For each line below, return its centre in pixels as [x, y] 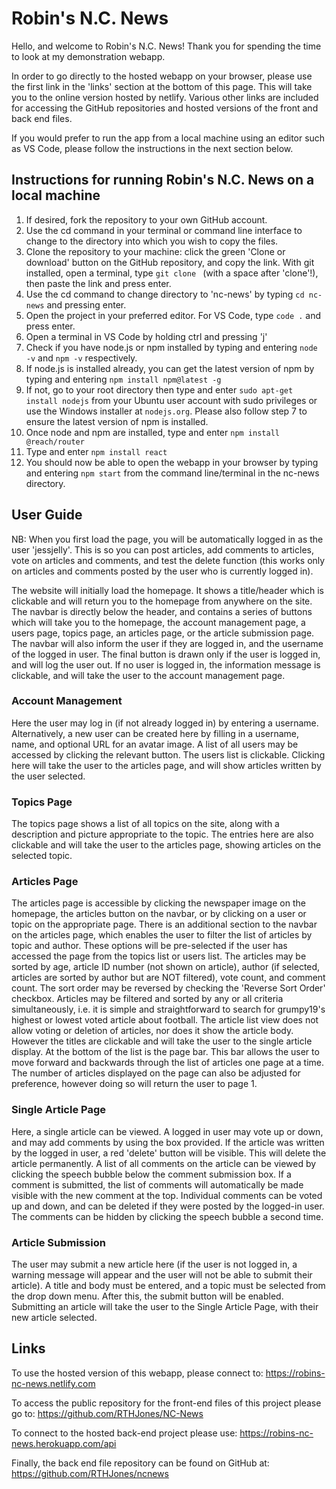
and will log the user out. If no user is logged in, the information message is [166, 664]
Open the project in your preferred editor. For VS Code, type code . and [173, 315]
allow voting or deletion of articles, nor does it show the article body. [152, 1031]
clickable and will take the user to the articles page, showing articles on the [166, 845]
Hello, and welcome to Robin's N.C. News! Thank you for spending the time [166, 46]
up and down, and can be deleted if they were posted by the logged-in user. [168, 1206]
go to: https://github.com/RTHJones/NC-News [107, 1413]
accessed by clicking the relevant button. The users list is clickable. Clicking [168, 754]
